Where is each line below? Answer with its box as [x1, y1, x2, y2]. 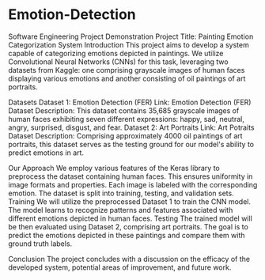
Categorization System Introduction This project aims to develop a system [8, 40, 249, 49]
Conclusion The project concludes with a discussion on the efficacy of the [8, 254, 251, 263]
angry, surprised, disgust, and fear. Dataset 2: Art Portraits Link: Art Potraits [8, 123, 255, 132]
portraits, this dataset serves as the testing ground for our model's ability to [8, 139, 255, 149]
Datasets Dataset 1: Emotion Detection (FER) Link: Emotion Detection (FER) [8, 97, 252, 107]
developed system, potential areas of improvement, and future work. [8, 263, 232, 272]
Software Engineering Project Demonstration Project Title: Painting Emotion [8, 32, 254, 41]
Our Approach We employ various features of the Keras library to [8, 163, 220, 172]
